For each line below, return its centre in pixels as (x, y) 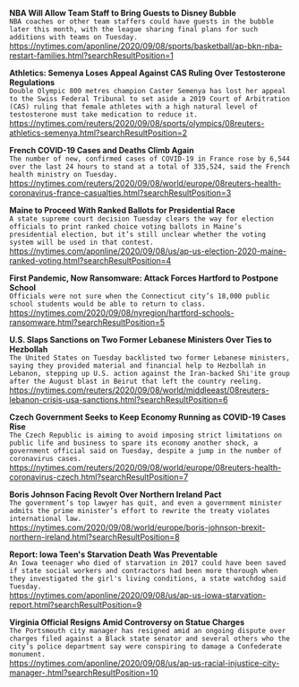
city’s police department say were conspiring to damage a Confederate (145, 647)
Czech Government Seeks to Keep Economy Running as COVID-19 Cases (148, 417)
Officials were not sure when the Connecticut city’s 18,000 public (140, 296)
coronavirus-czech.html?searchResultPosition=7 (99, 477)
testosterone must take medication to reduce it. (104, 115)
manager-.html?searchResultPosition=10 (84, 673)
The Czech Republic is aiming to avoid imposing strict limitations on (145, 435)
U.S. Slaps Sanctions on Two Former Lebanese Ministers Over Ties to (141, 339)
